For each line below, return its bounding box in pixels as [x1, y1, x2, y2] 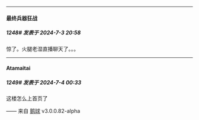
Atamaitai [6, 64, 31, 72]
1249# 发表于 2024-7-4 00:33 [6, 79, 82, 86]
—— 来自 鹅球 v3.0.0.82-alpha [6, 108, 81, 115]
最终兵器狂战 [6, 14, 37, 21]
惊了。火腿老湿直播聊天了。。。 [6, 45, 79, 52]
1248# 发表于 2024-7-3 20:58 [6, 29, 81, 36]
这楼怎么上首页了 [6, 95, 48, 102]
